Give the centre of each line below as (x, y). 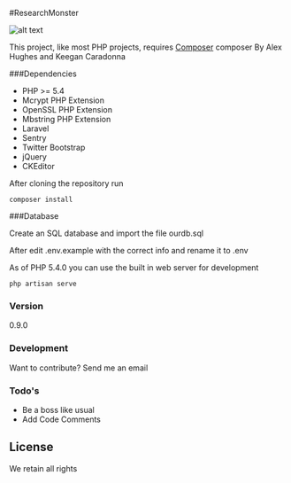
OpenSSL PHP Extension (67, 109)
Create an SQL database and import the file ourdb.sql (107, 233)
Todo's (24, 391)
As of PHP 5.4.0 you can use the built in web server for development (134, 268)
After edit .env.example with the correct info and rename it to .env (129, 250)
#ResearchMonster (44, 13)
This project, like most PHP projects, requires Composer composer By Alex (146, 47)
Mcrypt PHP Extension (63, 100)
